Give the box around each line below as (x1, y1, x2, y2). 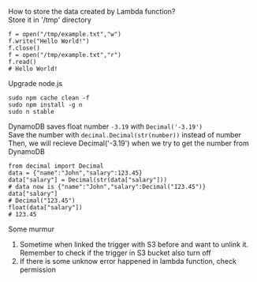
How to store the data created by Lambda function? (8, 7, 176, 16)
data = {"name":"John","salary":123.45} (8, 169, 143, 177)
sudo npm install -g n (8, 101, 83, 109)
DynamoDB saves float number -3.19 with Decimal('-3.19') (8, 122, 203, 131)
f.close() (8, 44, 41, 52)
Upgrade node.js (8, 79, 63, 88)
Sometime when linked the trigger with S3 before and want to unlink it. (19, 240, 249, 249)
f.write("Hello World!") (8, 37, 90, 45)
